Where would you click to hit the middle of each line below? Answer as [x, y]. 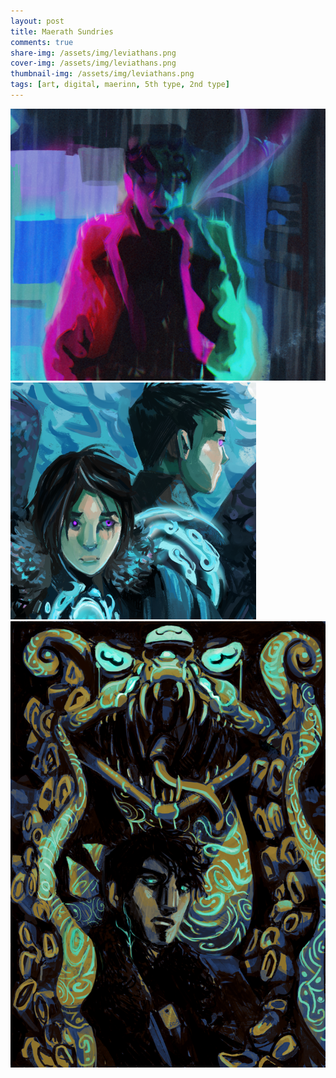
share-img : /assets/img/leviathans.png [93, 53]
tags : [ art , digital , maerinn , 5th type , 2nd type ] [120, 85]
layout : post [37, 21]
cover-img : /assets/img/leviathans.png [93, 63]
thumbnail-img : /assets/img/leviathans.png [102, 74]
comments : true [42, 42]
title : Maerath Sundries [62, 31]
